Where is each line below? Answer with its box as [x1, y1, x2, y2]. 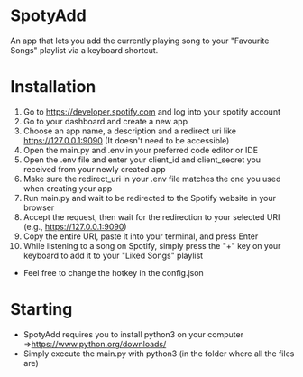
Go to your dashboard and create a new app [23, 115, 188, 126]
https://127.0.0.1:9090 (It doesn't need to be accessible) [23, 134, 230, 145]
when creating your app [23, 182, 113, 194]
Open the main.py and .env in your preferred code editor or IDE [23, 144, 259, 155]
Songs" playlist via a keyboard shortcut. [10, 44, 159, 55]
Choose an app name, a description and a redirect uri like [23, 125, 237, 136]
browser [23, 202, 55, 213]
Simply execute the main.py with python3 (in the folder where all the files [23, 348, 295, 359]
